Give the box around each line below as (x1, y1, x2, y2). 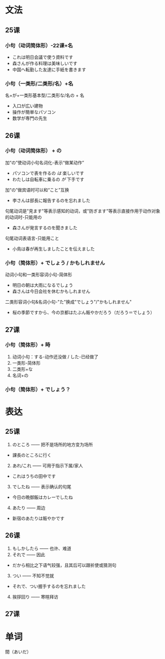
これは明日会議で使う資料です (12, 54, 73, 60)
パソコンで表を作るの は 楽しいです (12, 170, 84, 176)
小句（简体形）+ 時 (5, 341, 50, 348)
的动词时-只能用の (5, 214, 42, 220)
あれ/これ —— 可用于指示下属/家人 (12, 462, 83, 468)
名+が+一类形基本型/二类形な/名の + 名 (5, 92, 84, 98)
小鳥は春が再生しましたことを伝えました (12, 246, 95, 252)
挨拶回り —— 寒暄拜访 (12, 593, 58, 599)
